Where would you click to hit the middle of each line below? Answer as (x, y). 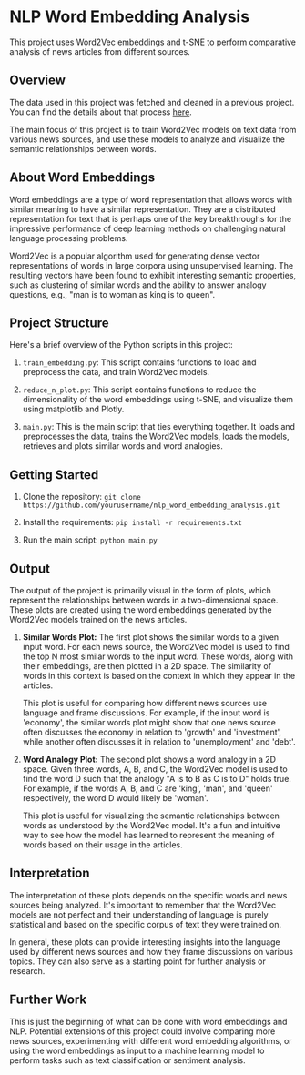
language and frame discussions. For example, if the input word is (146, 713)
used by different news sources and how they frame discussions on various (152, 951)
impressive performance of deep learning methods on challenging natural (147, 228)
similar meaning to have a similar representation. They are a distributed (142, 209)
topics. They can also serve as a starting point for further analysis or (138, 961)
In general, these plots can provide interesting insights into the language (145, 942)
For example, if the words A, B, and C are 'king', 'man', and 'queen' (147, 788)
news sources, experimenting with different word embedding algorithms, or (151, 1040)
